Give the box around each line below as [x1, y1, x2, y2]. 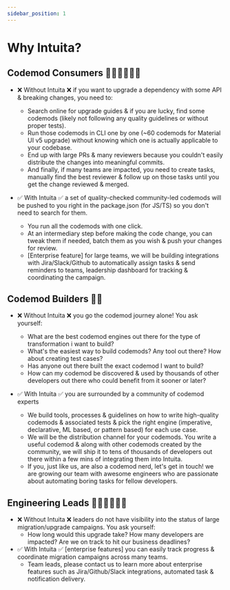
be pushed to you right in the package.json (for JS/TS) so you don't [17, 201, 209, 209]
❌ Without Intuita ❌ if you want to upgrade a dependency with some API [17, 86, 222, 94]
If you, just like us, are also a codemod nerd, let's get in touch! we [27, 462, 214, 471]
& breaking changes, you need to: [17, 93, 114, 101]
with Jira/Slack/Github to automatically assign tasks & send [27, 258, 196, 266]
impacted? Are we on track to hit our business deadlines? [27, 538, 191, 546]
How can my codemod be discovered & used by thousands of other [27, 369, 220, 377]
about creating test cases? [27, 355, 103, 363]
